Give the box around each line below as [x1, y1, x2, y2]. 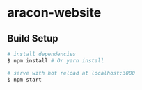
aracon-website [7, 5, 102, 21]
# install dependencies [7, 51, 77, 57]
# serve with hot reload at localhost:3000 [7, 69, 136, 77]
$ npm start [7, 76, 42, 83]
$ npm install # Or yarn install [7, 57, 104, 64]
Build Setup [7, 33, 58, 44]
